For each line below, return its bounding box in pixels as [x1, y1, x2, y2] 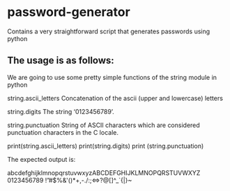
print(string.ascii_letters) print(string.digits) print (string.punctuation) [7, 142, 204, 150]
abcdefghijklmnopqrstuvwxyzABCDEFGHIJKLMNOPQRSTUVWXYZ [7, 168, 201, 177]
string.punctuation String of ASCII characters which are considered [7, 121, 200, 129]
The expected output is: [7, 155, 76, 163]
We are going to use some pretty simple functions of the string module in [7, 73, 217, 81]
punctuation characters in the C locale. [7, 128, 118, 136]
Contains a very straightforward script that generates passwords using [7, 27, 210, 35]
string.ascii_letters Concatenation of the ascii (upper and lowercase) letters [7, 94, 223, 102]
